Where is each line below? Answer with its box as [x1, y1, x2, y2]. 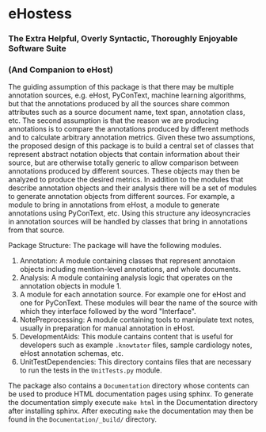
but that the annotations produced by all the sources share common [8, 99, 230, 109]
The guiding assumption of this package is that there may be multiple [8, 82, 234, 92]
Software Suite [8, 43, 67, 54]
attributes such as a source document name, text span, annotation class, [8, 108, 245, 117]
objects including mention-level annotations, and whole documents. [19, 265, 241, 274]
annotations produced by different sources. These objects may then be [8, 166, 240, 176]
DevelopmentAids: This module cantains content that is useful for [19, 332, 234, 342]
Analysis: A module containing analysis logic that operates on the [19, 273, 233, 282]
